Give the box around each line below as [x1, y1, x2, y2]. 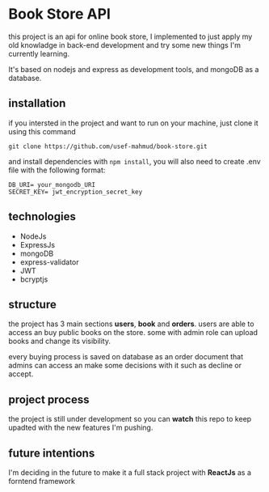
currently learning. [8, 49, 70, 58]
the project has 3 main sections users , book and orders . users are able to [8, 319, 254, 329]
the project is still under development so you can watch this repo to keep [8, 414, 252, 424]
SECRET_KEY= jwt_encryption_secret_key [8, 188, 143, 196]
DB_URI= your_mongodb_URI [8, 180, 95, 189]
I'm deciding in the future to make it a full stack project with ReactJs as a [8, 468, 252, 477]
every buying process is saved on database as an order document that [8, 352, 244, 362]
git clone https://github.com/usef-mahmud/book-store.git [8, 142, 208, 151]
